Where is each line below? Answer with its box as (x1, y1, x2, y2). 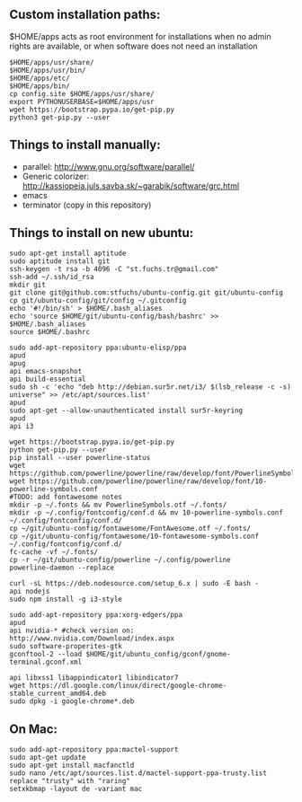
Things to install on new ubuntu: (9, 225, 194, 241)
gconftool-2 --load (9, 650, 83, 659)
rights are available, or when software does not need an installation (9, 40, 258, 51)
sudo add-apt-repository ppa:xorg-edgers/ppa (9, 611, 182, 620)
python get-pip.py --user (9, 445, 106, 454)
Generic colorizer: (22, 171, 90, 181)
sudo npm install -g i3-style (9, 595, 123, 604)
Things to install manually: (9, 137, 162, 153)
